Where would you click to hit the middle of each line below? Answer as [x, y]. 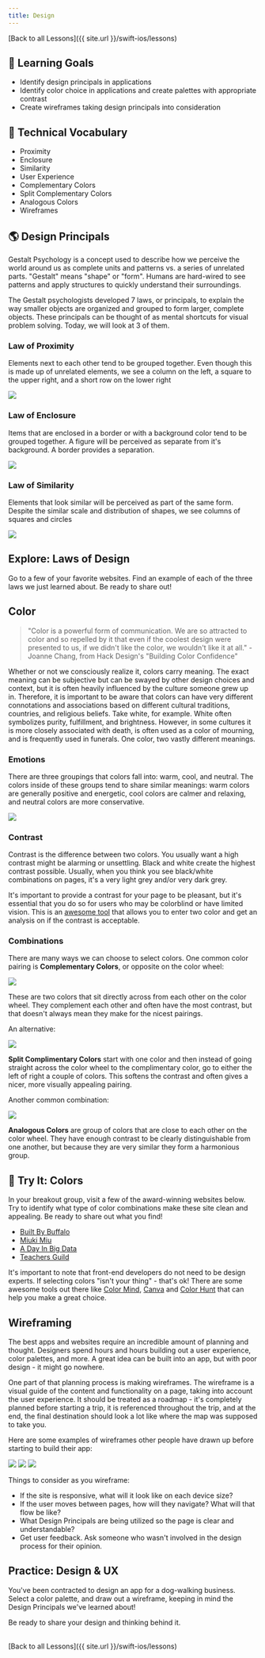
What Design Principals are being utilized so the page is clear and [127, 1521]
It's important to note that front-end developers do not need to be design [127, 1272]
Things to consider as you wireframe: [69, 1480]
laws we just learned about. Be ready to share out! [90, 586]
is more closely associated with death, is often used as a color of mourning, [131, 730]
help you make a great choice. [57, 1298]
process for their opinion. [61, 1546]
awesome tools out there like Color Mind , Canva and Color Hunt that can [126, 1289]
